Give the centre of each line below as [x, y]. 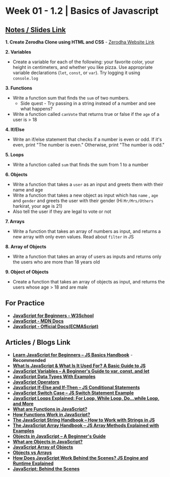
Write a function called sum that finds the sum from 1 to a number [81, 164]
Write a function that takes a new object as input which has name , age [85, 195]
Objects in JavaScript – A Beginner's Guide [59, 436]
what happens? [36, 109]
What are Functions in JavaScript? [50, 409]
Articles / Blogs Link [38, 342]
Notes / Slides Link [36, 30]
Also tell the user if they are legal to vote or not [62, 211]
